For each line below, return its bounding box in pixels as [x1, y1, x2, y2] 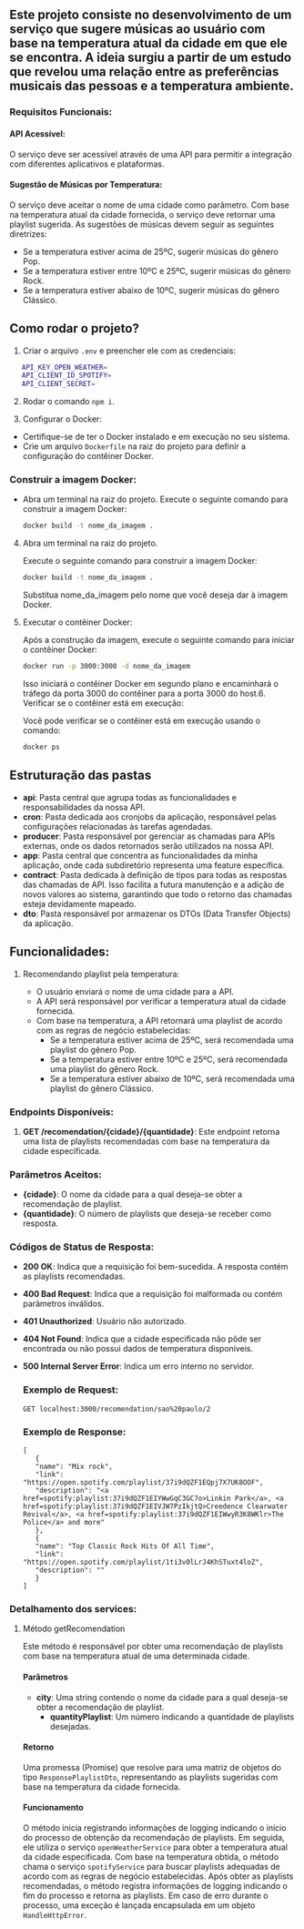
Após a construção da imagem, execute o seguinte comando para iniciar [22, 635, 295, 646]
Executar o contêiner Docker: [22, 617, 133, 628]
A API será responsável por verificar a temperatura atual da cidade [35, 995, 287, 1006]
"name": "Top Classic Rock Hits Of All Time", [35, 1542, 216, 1551]
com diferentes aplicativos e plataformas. [9, 158, 166, 169]
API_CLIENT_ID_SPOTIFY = [21, 371, 112, 381]
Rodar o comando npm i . [22, 396, 116, 407]
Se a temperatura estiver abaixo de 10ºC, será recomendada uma [49, 1073, 296, 1084]
